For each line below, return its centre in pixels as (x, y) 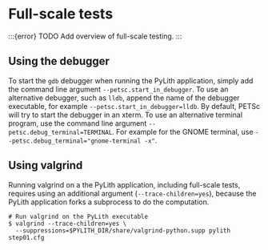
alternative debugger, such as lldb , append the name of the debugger (124, 98)
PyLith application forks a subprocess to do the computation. (109, 202)
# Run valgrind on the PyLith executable (78, 216)
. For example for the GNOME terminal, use (182, 131)
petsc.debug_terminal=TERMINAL (60, 132)
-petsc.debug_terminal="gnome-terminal (75, 141)
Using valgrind (46, 165)
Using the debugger (59, 61)
